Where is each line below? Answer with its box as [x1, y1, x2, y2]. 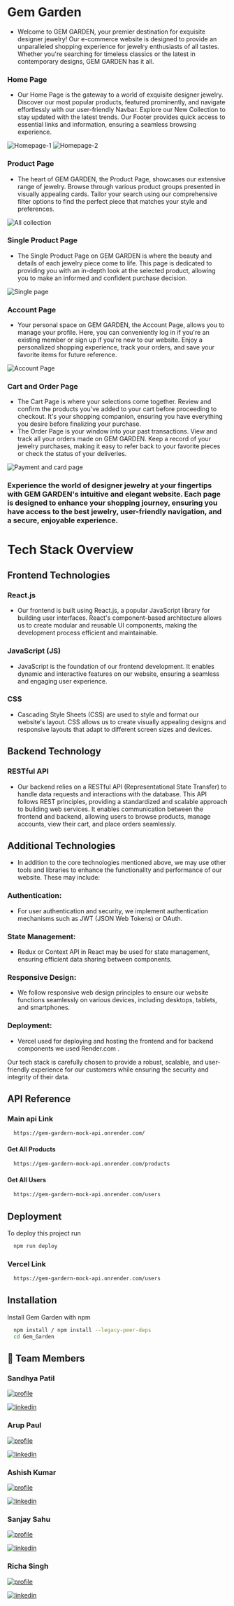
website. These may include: [17, 873, 100, 882]
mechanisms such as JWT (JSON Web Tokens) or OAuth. [17, 914, 183, 922]
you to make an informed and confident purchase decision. [17, 274, 188, 282]
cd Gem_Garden [13, 1333, 54, 1340]
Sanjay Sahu [7, 1514, 51, 1524]
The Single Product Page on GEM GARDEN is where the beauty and [17, 251, 212, 260]
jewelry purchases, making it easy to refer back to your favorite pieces [17, 442, 221, 450]
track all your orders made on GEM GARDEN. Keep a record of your [17, 435, 212, 443]
